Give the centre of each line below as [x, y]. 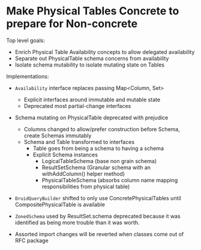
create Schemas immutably [58, 135]
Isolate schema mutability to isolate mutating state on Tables [90, 65]
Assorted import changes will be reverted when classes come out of [99, 234]
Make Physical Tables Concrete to [93, 11]
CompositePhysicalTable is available [60, 204]
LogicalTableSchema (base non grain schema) [99, 161]
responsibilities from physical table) [86, 186]
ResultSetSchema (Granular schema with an [96, 167]
